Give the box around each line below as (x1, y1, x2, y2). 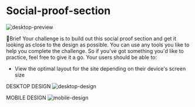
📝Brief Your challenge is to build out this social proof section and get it (6, 35, 177, 42)
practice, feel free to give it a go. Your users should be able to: (6, 53, 157, 61)
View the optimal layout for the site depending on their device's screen (14, 65, 186, 72)
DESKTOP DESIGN (6, 82, 51, 89)
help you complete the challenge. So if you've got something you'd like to (6, 47, 184, 54)
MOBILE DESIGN (6, 94, 46, 101)
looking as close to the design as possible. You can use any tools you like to (6, 41, 190, 48)
